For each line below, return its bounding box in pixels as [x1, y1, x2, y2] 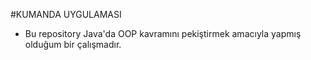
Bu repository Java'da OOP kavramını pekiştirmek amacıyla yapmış [24, 28, 302, 39]
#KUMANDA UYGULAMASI [10, 9, 122, 20]
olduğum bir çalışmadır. [24, 39, 122, 50]
